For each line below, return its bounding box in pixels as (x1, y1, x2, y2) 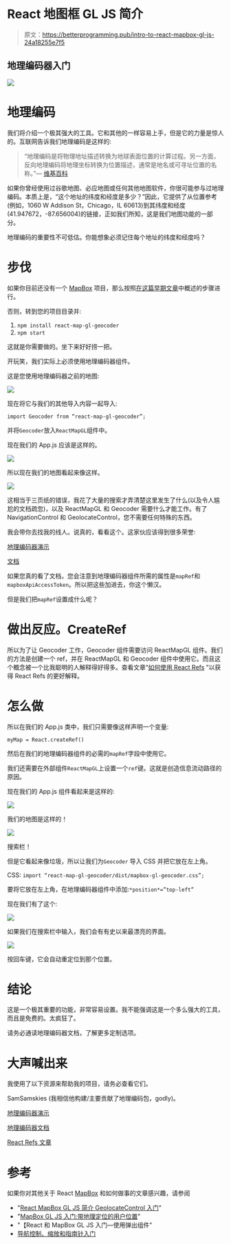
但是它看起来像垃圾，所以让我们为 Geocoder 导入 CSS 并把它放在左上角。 (7, 856, 212, 865)
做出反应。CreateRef (7, 621, 127, 637)
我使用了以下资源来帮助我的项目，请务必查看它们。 (7, 1080, 152, 1088)
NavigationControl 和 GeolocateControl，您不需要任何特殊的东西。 (7, 513, 196, 521)
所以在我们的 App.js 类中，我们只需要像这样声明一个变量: (7, 722, 169, 731)
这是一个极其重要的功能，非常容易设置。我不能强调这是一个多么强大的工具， (7, 1005, 224, 1014)
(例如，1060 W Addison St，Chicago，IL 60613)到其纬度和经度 (7, 201, 186, 209)
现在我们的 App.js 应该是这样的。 (7, 441, 101, 449)
